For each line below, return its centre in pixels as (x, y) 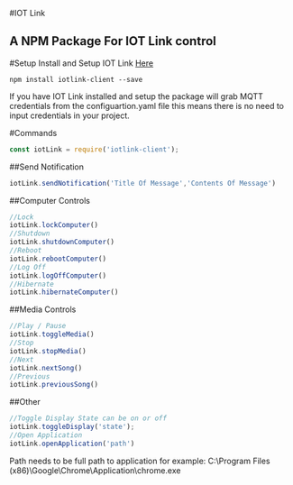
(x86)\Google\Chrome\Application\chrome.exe (95, 470)
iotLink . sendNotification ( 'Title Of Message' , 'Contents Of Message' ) (143, 183)
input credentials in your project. (70, 115)
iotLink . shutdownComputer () (62, 242)
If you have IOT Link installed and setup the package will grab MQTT (137, 96)
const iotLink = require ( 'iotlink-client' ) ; (94, 149)
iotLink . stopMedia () (48, 351)
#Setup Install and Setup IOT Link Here (82, 63)
